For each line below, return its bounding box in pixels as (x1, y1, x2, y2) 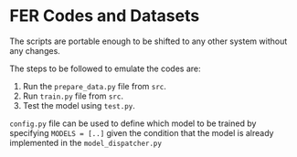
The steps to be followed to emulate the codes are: (9, 63, 201, 74)
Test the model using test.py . (22, 99, 135, 110)
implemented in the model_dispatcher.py (9, 137, 163, 148)
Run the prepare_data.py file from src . (22, 80, 167, 91)
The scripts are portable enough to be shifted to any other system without (9, 36, 288, 47)
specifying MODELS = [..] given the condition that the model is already (9, 127, 274, 138)
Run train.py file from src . (22, 90, 123, 101)
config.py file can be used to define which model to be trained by (9, 118, 257, 129)
